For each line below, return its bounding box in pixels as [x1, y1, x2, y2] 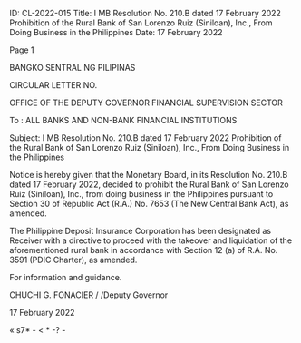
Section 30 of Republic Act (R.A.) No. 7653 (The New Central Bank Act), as [9, 199, 289, 209]
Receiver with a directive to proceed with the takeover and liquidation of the [9, 235, 293, 246]
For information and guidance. [9, 272, 122, 282]
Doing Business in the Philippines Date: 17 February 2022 [9, 27, 223, 37]
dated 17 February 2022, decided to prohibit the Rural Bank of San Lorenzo [9, 179, 289, 190]
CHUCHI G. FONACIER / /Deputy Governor [9, 289, 169, 300]
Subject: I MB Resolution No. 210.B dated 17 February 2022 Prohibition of [9, 132, 282, 143]
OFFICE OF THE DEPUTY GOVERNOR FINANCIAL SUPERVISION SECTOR [9, 97, 283, 108]
